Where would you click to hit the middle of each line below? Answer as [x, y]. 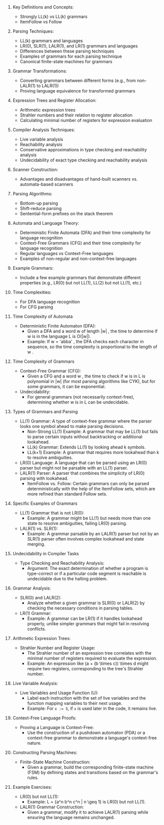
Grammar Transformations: [40, 71]
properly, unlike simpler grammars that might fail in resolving [88, 624]
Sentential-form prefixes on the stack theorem [66, 213]
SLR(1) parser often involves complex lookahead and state [86, 539]
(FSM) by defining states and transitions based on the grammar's [92, 772]
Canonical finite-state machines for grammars [66, 61]
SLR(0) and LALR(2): [41, 598]
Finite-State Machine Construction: [55, 762]
